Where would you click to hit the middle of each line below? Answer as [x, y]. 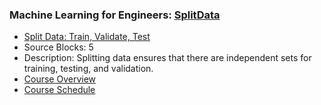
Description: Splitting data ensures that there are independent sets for [167, 58]
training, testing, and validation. [88, 69]
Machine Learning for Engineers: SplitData [115, 15]
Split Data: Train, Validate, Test [87, 37]
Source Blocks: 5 [58, 47]
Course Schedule [59, 90]
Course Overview [60, 79]
